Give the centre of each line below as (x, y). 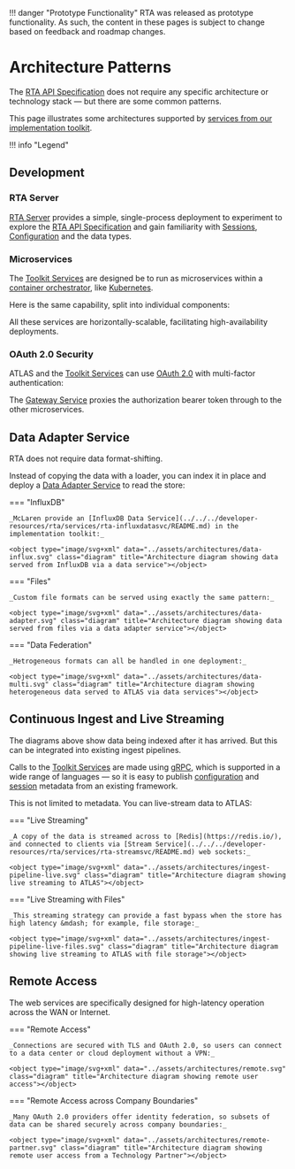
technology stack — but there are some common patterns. (116, 101)
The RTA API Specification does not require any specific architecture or (139, 91)
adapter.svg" (33, 621)
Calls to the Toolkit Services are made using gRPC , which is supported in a (145, 767)
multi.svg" (29, 685)
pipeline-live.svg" (45, 875)
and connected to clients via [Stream (80, 844)
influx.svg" (31, 558)
